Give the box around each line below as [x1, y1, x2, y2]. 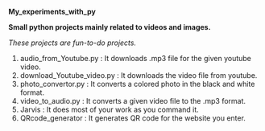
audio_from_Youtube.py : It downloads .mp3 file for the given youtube [19, 54, 252, 63]
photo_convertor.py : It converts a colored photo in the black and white [19, 80, 255, 88]
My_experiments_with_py [8, 7, 97, 16]
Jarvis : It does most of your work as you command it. [19, 104, 199, 114]
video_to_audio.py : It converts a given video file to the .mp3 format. [19, 96, 246, 105]
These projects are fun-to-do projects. [8, 38, 137, 47]
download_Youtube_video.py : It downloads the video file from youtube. [19, 71, 258, 80]
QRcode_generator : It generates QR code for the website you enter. [19, 113, 246, 123]
